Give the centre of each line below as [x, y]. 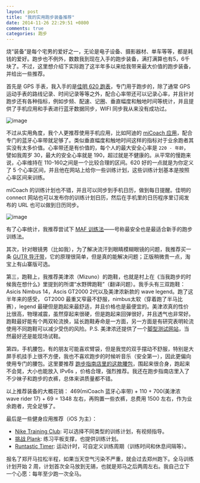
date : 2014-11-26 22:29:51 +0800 [48, 23]
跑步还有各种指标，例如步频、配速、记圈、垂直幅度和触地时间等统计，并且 [97, 101]
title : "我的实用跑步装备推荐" [40, 17]
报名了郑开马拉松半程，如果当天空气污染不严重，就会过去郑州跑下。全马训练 [100, 459]
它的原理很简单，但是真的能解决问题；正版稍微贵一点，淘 [120, 257]
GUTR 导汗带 [29, 257]
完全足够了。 [42, 406]
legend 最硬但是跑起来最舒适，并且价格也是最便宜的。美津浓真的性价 [104, 306]
